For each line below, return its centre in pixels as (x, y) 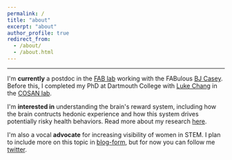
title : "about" (29, 20)
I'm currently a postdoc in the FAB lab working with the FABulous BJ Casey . (115, 78)
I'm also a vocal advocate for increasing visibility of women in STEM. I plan (114, 134)
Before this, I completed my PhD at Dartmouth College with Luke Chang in (112, 86)
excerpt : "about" (32, 26)
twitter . (17, 149)
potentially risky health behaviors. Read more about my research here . (107, 121)
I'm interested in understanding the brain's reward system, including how (112, 106)
